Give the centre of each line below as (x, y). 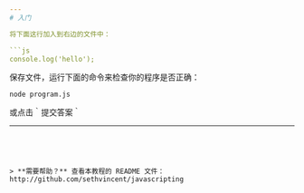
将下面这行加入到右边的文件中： (60, 34)
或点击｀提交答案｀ (45, 112)
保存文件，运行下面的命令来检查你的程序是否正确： (104, 77)
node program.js (40, 95)
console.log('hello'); (52, 59)
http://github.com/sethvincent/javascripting (96, 179)
